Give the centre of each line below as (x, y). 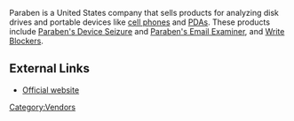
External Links (50, 68)
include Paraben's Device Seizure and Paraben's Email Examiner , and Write (147, 31)
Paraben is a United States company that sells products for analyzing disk (144, 13)
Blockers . (27, 41)
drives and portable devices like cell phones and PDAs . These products (140, 22)
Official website (51, 90)
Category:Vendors (43, 107)
